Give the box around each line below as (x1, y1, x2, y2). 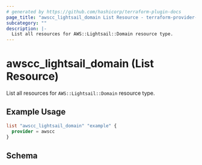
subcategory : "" (6, 20, 47, 26)
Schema (6, 151, 38, 161)
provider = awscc (11, 128, 55, 134)
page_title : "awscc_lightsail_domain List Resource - (6, 14, 144, 20)
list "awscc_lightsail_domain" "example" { (6, 122, 117, 129)
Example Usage (6, 107, 66, 117)
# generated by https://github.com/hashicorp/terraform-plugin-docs (6, 8, 182, 15)
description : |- (6, 25, 47, 32)
